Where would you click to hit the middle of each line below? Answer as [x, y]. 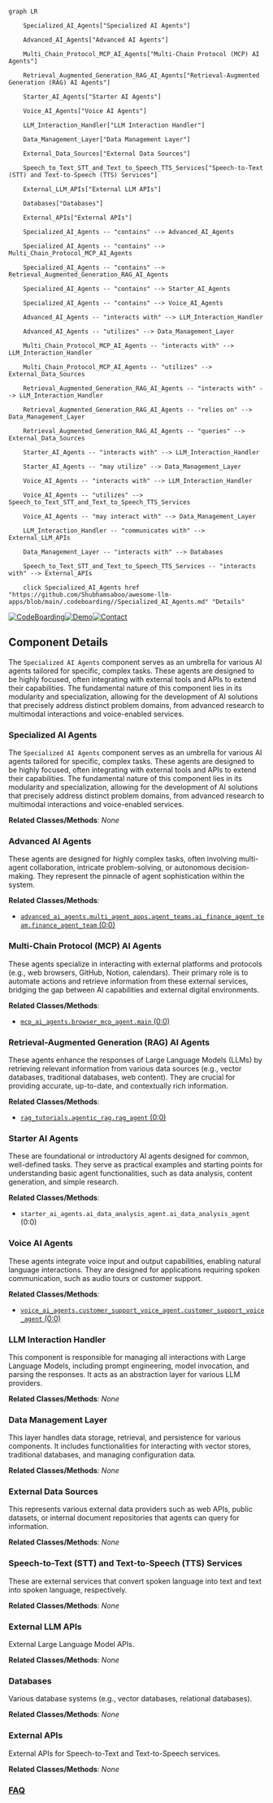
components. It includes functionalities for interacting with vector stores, [130, 1446]
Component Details [58, 643]
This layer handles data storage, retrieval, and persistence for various [125, 1438]
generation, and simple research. [64, 1182]
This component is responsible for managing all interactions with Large [127, 1357]
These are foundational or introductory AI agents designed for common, [129, 1156]
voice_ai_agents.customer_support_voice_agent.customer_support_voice [142, 1310]
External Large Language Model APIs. [71, 1644]
